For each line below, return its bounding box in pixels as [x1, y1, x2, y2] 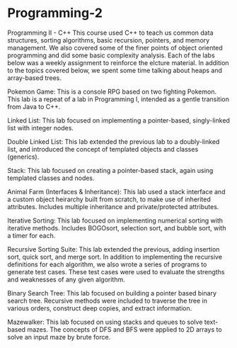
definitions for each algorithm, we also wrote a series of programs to [7, 260, 207, 269]
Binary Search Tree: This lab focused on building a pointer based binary [7, 288, 217, 297]
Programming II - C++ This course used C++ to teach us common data [7, 28, 214, 37]
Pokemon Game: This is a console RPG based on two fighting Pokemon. [7, 87, 217, 96]
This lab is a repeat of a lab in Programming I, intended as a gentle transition [7, 94, 230, 103]
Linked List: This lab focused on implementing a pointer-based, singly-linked [7, 116, 230, 125]
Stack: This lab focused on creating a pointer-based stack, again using [7, 166, 214, 174]
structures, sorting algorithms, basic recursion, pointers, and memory [7, 35, 210, 44]
